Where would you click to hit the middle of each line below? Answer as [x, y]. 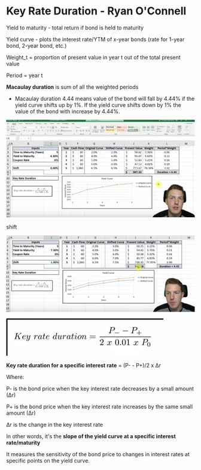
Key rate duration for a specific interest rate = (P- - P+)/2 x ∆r [84, 366]
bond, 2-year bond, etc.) [36, 46]
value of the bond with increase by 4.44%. [68, 111]
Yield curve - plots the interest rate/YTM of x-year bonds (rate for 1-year [95, 39]
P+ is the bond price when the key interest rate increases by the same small [100, 407]
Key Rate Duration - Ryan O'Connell [96, 11]
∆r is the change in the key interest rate [55, 425]
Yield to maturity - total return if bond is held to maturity [75, 28]
